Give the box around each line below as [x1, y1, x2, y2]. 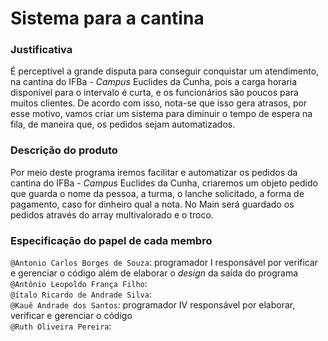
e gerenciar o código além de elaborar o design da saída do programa [10, 267, 299, 279]
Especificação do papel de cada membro [10, 233, 213, 247]
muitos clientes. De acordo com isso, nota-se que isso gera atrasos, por [10, 97, 308, 109]
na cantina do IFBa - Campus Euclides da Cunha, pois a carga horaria [10, 76, 298, 88]
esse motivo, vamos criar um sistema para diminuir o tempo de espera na [10, 108, 313, 120]
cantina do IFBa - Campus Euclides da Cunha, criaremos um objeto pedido [10, 177, 318, 189]
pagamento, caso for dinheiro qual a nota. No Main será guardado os [10, 198, 295, 210]
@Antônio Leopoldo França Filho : [10, 278, 148, 290]
